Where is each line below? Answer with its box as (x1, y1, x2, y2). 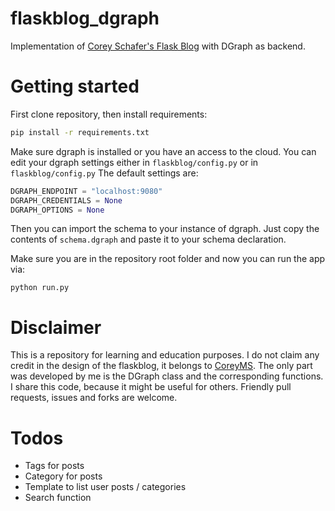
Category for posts (24, 470, 103, 482)
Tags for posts (24, 460, 85, 472)
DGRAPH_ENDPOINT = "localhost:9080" (10, 186, 163, 196)
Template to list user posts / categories (24, 481, 187, 493)
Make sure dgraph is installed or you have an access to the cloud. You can (10, 145, 317, 157)
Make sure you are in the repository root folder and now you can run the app (10, 253, 326, 265)
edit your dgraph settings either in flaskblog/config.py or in (10, 156, 259, 168)
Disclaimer (10, 316, 102, 339)
